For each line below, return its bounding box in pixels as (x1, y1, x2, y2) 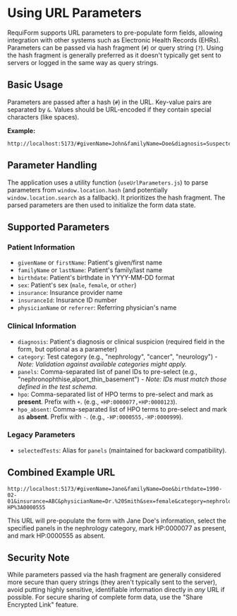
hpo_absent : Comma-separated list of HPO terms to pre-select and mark (17, 405, 227, 413)
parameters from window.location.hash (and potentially (7, 185, 168, 194)
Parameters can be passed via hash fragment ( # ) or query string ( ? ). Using (7, 43, 224, 52)
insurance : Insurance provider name (17, 289, 123, 297)
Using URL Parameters (7, 5, 142, 21)
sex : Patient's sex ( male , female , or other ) (17, 281, 137, 289)
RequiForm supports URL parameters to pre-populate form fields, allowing (7, 28, 224, 37)
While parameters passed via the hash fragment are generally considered (7, 571, 221, 579)
